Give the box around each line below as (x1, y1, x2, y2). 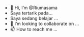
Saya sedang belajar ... (10, 15, 59, 21)
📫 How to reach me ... (10, 26, 58, 32)
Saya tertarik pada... (10, 10, 53, 16)
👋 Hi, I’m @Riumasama (10, 5, 58, 10)
